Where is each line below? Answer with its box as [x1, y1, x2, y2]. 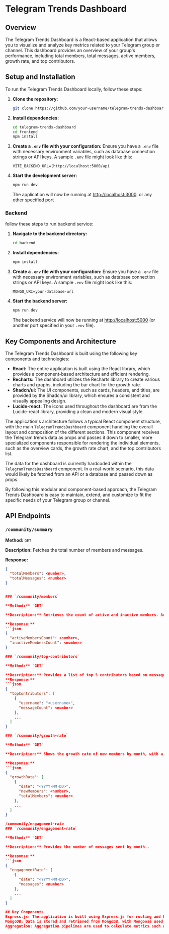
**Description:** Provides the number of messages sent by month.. [5, 844, 150, 850]
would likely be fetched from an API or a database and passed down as [5, 471, 153, 477]
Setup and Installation [5, 73, 75, 81]
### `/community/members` [5, 594, 59, 599]
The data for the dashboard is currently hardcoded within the [5, 460, 132, 466]
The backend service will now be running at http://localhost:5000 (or [12, 317, 155, 323]
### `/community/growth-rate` [5, 733, 69, 738]
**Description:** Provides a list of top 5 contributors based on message [5, 672, 165, 678]
